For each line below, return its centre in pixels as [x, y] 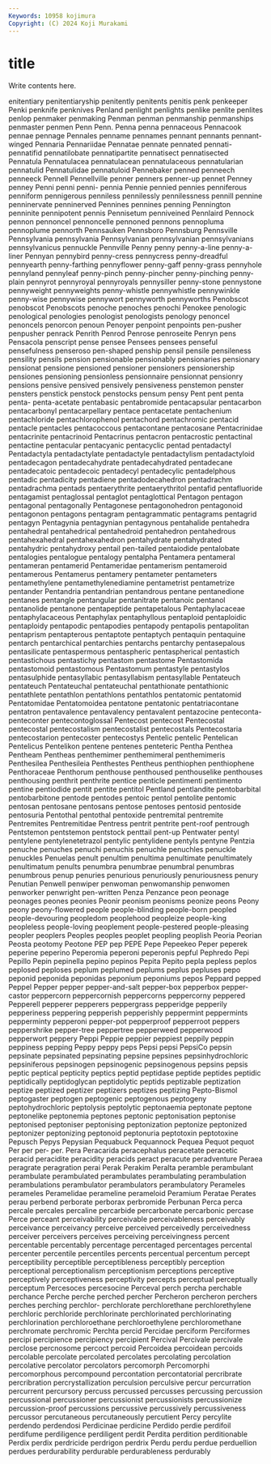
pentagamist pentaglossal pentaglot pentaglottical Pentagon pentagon [126, 497]
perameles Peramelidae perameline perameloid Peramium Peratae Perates [132, 1194]
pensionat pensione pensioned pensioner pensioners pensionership [122, 368]
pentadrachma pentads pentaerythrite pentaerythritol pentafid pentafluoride [135, 488]
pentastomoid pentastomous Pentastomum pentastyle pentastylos [119, 669]
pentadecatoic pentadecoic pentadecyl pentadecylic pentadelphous [122, 471]
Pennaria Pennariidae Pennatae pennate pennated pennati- [134, 144]
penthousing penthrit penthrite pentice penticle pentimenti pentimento [125, 781]
